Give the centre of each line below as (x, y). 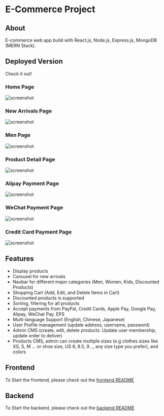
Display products (30, 271)
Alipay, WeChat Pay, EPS (39, 314)
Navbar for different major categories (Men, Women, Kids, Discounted (86, 282)
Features (20, 259)
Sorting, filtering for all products (46, 303)
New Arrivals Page (29, 111)
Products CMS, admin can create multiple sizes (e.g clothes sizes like (85, 341)
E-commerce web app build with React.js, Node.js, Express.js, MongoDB (81, 40)
